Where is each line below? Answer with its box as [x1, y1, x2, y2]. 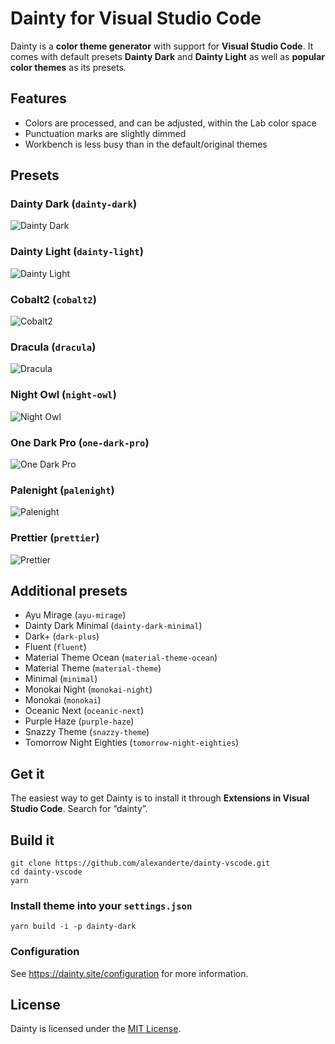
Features [10, 90, 67, 107]
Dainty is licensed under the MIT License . [10, 1023, 182, 1035]
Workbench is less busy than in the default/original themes [24, 138, 268, 150]
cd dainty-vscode [10, 867, 83, 877]
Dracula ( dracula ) [10, 340, 97, 354]
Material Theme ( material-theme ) [24, 662, 162, 674]
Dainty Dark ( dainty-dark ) [10, 197, 138, 211]
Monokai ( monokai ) [24, 694, 102, 706]
